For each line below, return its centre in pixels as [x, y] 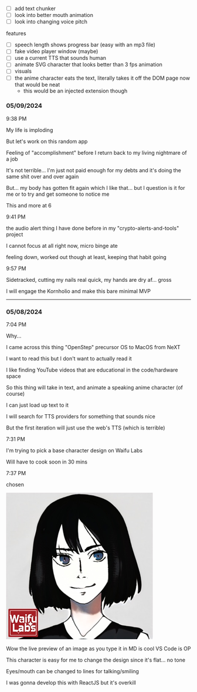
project [15, 234]
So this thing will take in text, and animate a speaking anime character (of [94, 388]
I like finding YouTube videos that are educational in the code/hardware [92, 370]
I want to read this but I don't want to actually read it [69, 359]
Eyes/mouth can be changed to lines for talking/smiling [73, 671]
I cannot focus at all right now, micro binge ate [62, 246]
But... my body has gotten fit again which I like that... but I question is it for [96, 188]
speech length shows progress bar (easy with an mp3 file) [85, 45]
